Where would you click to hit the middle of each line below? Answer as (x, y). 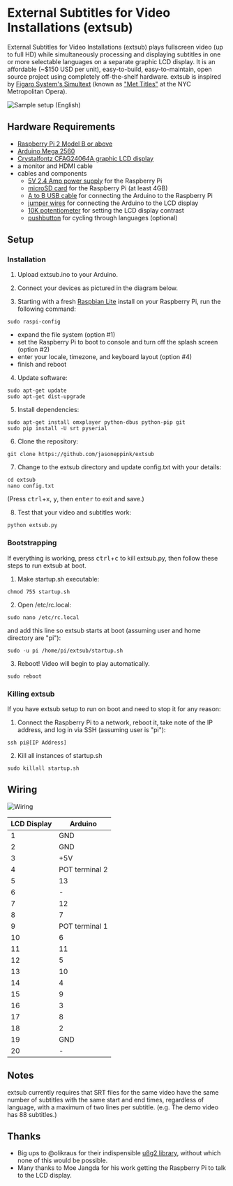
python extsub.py (32, 525)
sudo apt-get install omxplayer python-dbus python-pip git (97, 423)
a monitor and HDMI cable (55, 166)
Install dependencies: (48, 410)
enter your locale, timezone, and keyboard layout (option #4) (105, 357)
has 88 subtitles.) (32, 1114)
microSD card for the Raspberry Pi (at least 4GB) (98, 188)
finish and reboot (42, 365)
